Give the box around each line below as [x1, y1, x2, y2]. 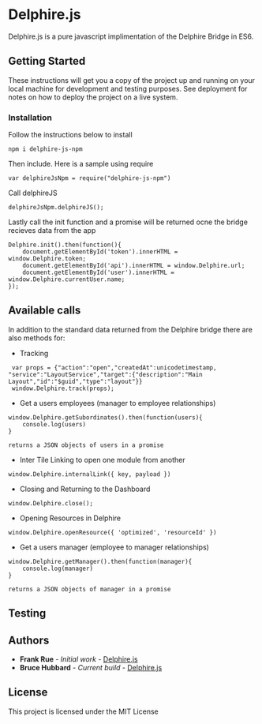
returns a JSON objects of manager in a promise [8, 585, 171, 593]
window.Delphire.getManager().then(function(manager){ [8, 557, 193, 565]
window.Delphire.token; [8, 255, 87, 263]
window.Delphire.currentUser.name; [8, 276, 125, 283]
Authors [8, 633, 50, 647]
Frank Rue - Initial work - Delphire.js [19, 655, 138, 664]
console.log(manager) [22, 565, 93, 572]
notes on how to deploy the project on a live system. [8, 92, 178, 102]
